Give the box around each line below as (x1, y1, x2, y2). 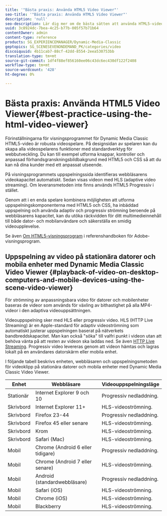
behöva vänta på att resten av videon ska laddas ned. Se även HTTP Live (5, 338, 155, 344)
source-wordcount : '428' (5, 68, 57, 73)
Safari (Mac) (35, 435, 65, 442)
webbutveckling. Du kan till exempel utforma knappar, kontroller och (5, 151, 145, 157)
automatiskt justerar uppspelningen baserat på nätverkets (5, 328, 124, 334)
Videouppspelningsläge (101, 381, 160, 388)
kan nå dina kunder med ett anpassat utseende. (5, 162, 103, 168)
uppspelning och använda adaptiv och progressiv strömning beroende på (5, 207, 156, 213)
